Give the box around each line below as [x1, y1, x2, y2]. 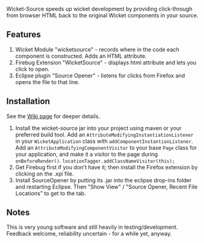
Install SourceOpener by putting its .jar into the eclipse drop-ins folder [15, 176, 192, 183]
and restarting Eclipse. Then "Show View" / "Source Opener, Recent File [15, 183, 198, 190]
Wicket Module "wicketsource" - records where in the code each [15, 45, 179, 53]
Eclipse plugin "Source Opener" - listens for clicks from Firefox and [15, 72, 186, 79]
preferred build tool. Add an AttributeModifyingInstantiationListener [15, 131, 194, 138]
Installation [6, 96, 50, 107]
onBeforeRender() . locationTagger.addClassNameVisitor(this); [15, 156, 175, 164]
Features [6, 29, 41, 40]
